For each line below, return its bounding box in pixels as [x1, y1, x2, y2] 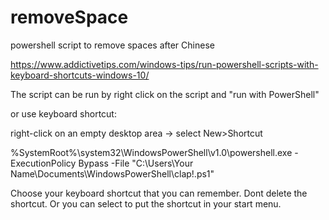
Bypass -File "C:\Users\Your [78, 157, 194, 169]
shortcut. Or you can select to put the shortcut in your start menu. [10, 197, 282, 210]
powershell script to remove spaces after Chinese [10, 39, 215, 51]
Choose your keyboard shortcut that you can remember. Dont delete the [10, 187, 308, 199]
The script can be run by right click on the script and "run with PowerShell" [10, 88, 320, 100]
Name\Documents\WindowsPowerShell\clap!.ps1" [10, 167, 215, 180]
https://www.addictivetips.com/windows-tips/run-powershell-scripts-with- [10, 58, 319, 70]
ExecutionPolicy [10, 157, 77, 169]
